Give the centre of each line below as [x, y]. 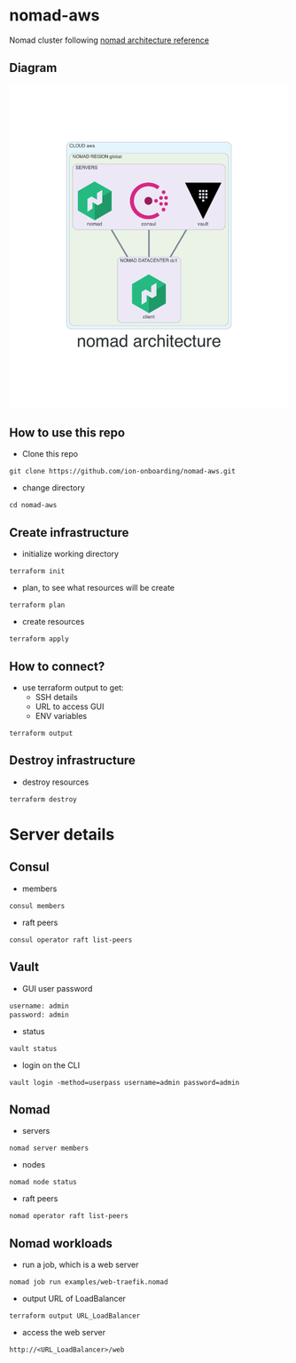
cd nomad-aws [33, 506]
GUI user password [57, 988]
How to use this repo [67, 432]
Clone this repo [50, 454]
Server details [62, 835]
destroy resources [55, 782]
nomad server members [49, 1148]
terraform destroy [43, 799]
